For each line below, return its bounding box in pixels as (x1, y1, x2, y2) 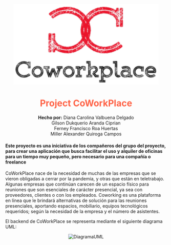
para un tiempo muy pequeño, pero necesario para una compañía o (5, 153, 151, 159)
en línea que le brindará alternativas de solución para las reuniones (5, 197, 147, 203)
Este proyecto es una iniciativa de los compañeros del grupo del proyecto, (5, 142, 166, 149)
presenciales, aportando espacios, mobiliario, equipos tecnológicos (5, 203, 148, 209)
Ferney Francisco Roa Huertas (54, 125, 118, 131)
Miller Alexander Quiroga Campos (50, 131, 122, 137)
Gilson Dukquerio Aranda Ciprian (51, 119, 121, 126)
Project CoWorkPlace (39, 97, 133, 109)
